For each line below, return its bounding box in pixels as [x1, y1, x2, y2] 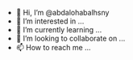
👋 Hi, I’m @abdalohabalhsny [15, 8, 110, 17]
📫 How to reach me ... [15, 43, 91, 52]
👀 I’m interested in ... [15, 16, 85, 26]
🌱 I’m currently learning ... [15, 25, 102, 34]
